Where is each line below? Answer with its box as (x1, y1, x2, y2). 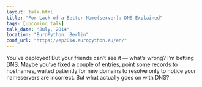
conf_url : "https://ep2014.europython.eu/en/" (6, 37, 127, 43)
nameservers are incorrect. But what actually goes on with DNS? (6, 74, 170, 81)
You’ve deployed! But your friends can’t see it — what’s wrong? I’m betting (6, 55, 194, 61)
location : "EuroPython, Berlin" (6, 32, 89, 38)
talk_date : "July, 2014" (6, 26, 70, 32)
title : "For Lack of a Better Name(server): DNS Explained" (6, 15, 163, 21)
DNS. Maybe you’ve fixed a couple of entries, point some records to (6, 61, 178, 68)
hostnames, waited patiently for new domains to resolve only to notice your (6, 67, 196, 74)
